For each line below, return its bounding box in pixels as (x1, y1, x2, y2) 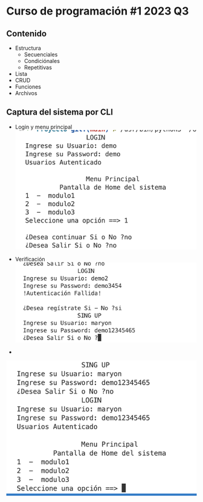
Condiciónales (24, 58, 60, 64)
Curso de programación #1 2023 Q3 (6, 4, 189, 18)
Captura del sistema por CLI (6, 107, 114, 118)
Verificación (14, 256, 45, 263)
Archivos (14, 90, 37, 96)
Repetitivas (24, 64, 53, 71)
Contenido (6, 28, 47, 39)
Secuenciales (24, 51, 58, 58)
